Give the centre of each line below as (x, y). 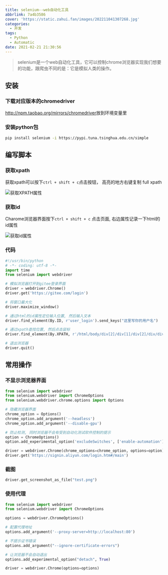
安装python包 (22, 127)
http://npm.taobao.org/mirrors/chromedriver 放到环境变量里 (66, 113)
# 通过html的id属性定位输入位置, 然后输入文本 (48, 316)
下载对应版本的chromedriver (40, 101)
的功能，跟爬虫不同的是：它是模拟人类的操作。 (65, 68)
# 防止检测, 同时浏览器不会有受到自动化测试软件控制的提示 (58, 432)
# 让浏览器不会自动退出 (26, 554)
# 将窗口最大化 (19, 302)
